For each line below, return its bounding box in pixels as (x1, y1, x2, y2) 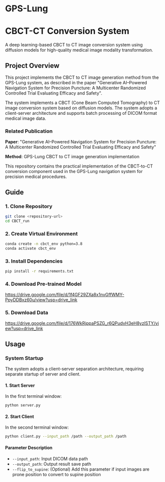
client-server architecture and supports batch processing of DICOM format (5, 110, 157, 116)
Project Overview (5, 61, 60, 69)
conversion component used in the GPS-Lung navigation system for (5, 169, 143, 174)
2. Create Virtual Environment (5, 230, 78, 237)
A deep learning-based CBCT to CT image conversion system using (5, 42, 143, 48)
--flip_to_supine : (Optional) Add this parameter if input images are (12, 466, 150, 472)
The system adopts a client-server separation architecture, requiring (5, 366, 144, 372)
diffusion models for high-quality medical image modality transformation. (5, 47, 154, 53)
